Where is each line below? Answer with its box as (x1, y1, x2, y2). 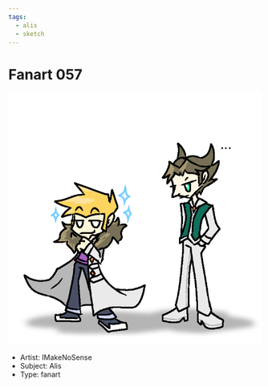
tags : (8, 13, 26, 21)
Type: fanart (19, 369, 61, 380)
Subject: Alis (19, 361, 62, 371)
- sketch (15, 30, 45, 38)
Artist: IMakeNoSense (19, 353, 92, 362)
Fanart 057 (8, 65, 83, 83)
